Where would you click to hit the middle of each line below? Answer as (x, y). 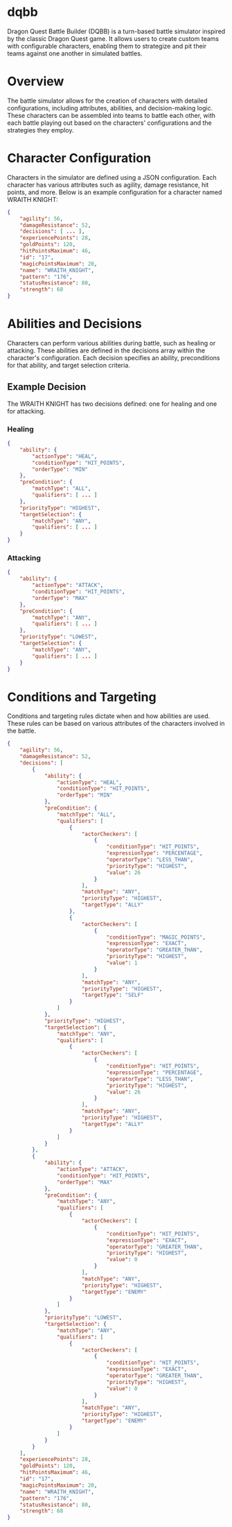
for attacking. (26, 411)
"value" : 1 (122, 963)
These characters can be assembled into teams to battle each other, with (111, 115)
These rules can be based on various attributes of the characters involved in (116, 724)
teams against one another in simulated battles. (75, 53)
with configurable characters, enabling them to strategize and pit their (107, 46)
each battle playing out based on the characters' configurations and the (110, 123)
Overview (36, 82)
